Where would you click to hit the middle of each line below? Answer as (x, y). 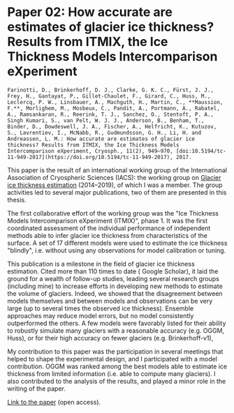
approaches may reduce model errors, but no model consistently (101, 315)
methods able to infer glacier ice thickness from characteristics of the (107, 235)
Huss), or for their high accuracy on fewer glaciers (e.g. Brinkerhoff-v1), (110, 338)
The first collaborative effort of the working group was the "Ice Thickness (113, 213)
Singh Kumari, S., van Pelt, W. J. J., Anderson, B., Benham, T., (106, 120)
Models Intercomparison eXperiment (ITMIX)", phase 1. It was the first (108, 220)
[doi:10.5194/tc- (201, 151)
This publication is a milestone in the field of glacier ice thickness (101, 264)
